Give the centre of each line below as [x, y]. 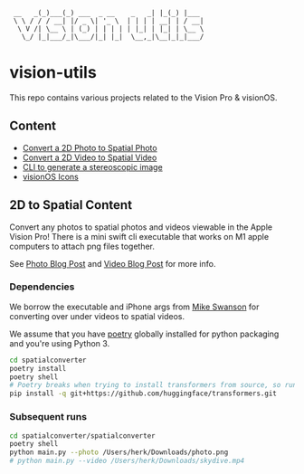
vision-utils [53, 73]
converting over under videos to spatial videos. [97, 316]
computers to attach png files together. [82, 246]
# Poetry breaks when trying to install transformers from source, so [145, 385]
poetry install [38, 368]
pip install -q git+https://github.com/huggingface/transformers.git [143, 393]
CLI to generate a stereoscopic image [92, 166]
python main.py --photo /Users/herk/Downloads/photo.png [119, 452]
